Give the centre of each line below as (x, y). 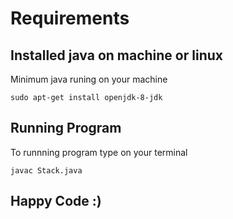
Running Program (66, 128)
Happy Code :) (56, 201)
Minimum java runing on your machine (89, 79)
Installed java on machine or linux (116, 55)
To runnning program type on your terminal (99, 152)
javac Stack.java (46, 170)
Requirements (70, 18)
